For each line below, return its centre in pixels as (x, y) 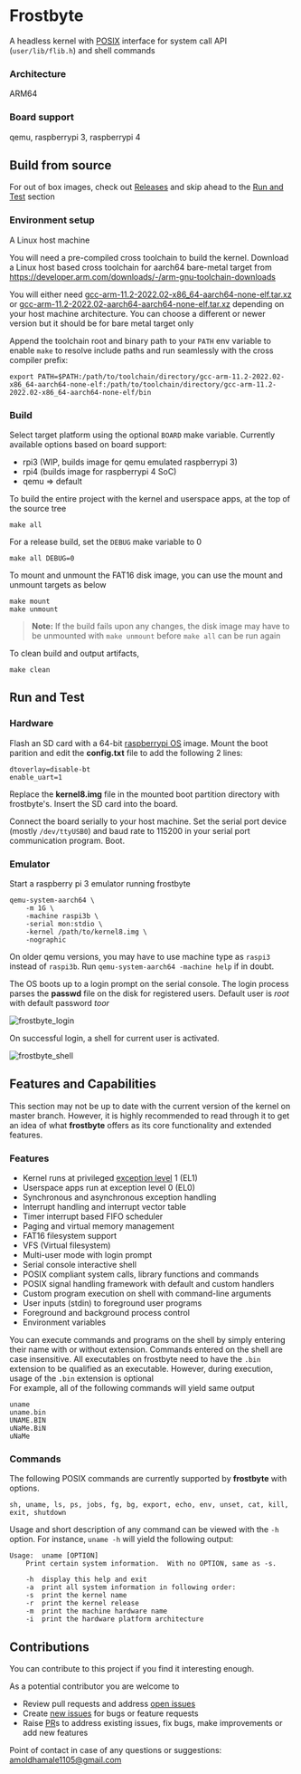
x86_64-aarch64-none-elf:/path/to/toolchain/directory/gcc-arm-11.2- (143, 384)
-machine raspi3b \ (62, 916)
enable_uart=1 (36, 777)
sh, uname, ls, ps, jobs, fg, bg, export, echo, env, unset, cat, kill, (149, 1505)
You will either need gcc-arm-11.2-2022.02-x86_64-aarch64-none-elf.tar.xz (150, 294)
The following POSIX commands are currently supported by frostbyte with (148, 1479)
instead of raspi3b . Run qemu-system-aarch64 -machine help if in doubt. (142, 966)
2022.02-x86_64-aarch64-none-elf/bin (80, 392)
